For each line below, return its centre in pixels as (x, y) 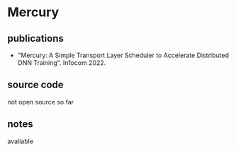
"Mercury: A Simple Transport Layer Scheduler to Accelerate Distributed (123, 55)
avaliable (21, 141)
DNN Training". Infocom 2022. (62, 63)
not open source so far (41, 102)
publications (35, 38)
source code (35, 85)
